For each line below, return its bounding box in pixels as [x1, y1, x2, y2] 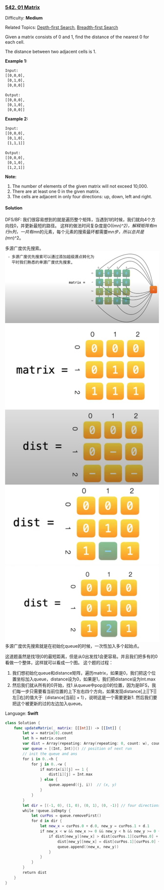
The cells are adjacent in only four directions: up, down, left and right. [12, 194, 152, 200]
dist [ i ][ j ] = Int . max [48, 772, 93, 777]
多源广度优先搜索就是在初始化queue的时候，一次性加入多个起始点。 [5, 643, 142, 649]
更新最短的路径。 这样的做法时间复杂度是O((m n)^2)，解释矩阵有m [24, 222, 157, 229]
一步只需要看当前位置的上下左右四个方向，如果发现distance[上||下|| [20, 688, 157, 694]
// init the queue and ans [22, 751, 78, 756]
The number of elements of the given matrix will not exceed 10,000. [12, 183, 148, 189]
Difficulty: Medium [5, 15, 43, 21]
